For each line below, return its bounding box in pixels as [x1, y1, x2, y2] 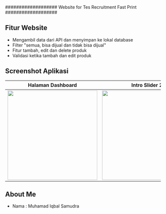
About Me [5, 190, 36, 199]
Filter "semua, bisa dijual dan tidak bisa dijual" [12, 42, 106, 48]
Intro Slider [131, 82, 158, 88]
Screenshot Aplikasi [5, 67, 69, 76]
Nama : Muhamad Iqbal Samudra [12, 203, 80, 209]
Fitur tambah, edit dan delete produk [12, 47, 87, 53]
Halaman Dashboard [28, 82, 78, 88]
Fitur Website [5, 24, 48, 32]
